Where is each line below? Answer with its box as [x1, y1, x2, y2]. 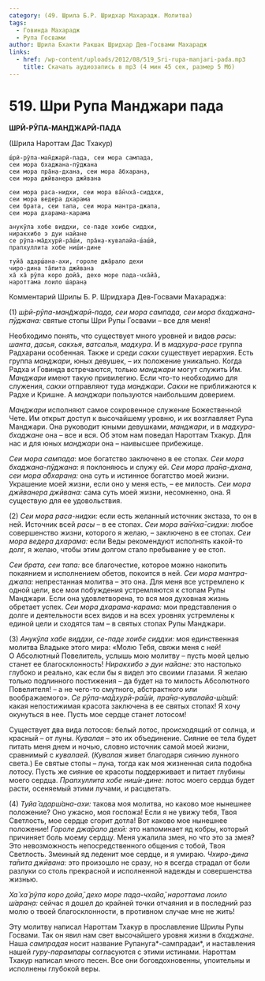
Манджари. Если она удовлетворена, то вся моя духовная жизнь [9, 593, 230, 603]
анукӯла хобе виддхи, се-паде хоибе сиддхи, [9, 223, 158, 231]
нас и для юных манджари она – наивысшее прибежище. [9, 438, 203, 448]
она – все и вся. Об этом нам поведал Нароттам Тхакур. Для [45, 430, 252, 439]
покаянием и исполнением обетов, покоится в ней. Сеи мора [9, 568, 218, 577]
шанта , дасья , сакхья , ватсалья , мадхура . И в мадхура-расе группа [9, 339, 243, 348]
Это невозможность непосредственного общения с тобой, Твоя [9, 840, 226, 850]
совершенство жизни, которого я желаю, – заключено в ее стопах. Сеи [9, 528, 251, 537]
